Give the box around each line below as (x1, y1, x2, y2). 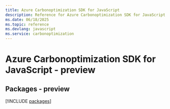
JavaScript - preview (5, 64, 96, 76)
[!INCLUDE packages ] (5, 98, 52, 104)
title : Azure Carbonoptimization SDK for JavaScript (5, 7, 120, 13)
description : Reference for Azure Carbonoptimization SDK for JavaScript (5, 12, 166, 17)
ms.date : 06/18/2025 (5, 17, 50, 22)
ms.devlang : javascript (5, 27, 56, 32)
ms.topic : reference (5, 21, 50, 27)
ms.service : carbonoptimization (5, 31, 74, 36)
